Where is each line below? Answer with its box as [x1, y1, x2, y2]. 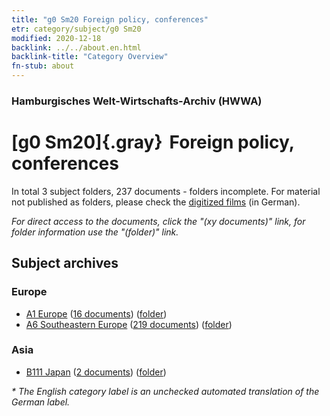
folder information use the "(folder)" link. [11, 226, 179, 238]
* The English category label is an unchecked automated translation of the [11, 385, 320, 397]
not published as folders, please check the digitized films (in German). [11, 196, 301, 208]
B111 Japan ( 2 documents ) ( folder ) [25, 366, 167, 378]
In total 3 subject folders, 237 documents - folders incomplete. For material [11, 185, 321, 197]
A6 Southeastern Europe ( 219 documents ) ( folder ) [25, 318, 233, 330]
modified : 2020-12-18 [11, 33, 102, 43]
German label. [11, 396, 71, 408]
